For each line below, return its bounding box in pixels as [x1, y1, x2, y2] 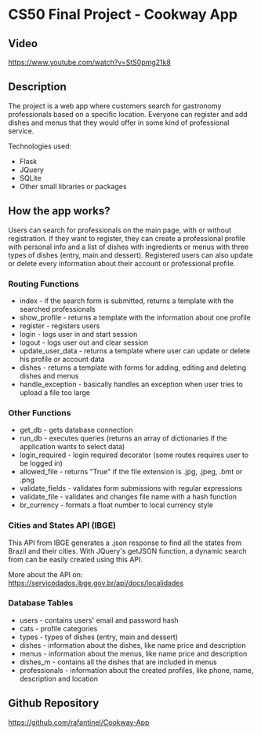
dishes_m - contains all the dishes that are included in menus [19, 657, 218, 667]
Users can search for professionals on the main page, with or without [8, 225, 232, 235]
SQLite [19, 173, 42, 182]
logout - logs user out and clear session [19, 338, 149, 347]
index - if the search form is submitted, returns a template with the [19, 296, 234, 305]
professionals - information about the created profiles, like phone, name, [19, 665, 254, 675]
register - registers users [19, 320, 100, 331]
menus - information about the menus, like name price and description [19, 649, 248, 658]
